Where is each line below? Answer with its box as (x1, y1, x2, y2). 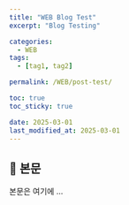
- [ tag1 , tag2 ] (17, 62, 73, 71)
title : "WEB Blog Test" (9, 12, 97, 22)
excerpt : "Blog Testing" (9, 21, 101, 30)
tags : (9, 54, 29, 63)
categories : (9, 37, 53, 46)
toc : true (9, 94, 46, 102)
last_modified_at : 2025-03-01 (9, 125, 121, 135)
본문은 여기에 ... (9, 186, 64, 197)
